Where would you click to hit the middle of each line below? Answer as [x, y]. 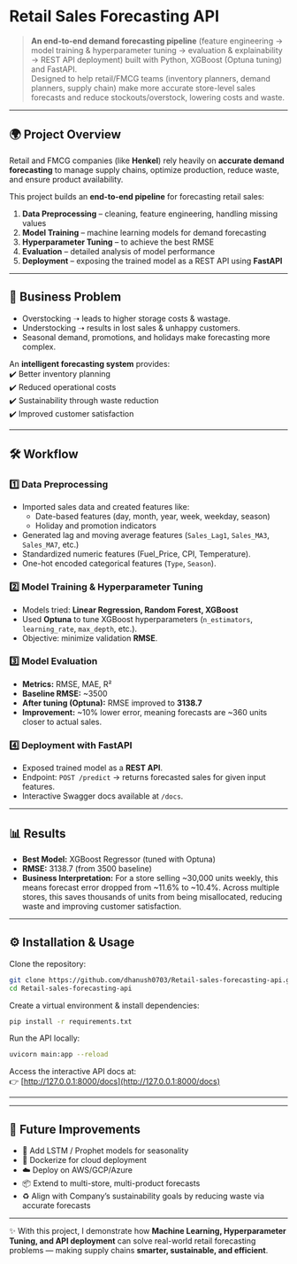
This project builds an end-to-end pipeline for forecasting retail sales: [137, 196]
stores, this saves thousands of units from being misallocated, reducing [152, 896]
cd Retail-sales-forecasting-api [71, 988]
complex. [38, 347]
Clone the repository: [48, 964]
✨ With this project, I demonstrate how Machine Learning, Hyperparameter [148, 1231]
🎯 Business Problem [65, 297]
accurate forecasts [56, 1205]
